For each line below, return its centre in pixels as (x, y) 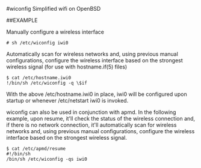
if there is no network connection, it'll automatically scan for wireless (91, 125)
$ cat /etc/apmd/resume (36, 149)
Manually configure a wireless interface (55, 32)
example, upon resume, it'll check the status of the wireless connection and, (101, 118)
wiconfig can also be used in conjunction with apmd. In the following (91, 112)
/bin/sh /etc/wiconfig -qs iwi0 (47, 159)
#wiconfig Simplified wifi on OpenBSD (54, 9)
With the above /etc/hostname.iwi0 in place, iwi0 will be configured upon (97, 94)
